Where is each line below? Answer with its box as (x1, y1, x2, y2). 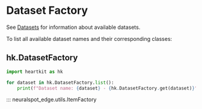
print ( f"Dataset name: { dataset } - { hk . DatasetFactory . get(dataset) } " (17, 85, 198, 91)
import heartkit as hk (6, 69, 63, 75)
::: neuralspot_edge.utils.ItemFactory (6, 96, 97, 103)
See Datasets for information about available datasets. (6, 23, 141, 31)
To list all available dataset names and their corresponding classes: (6, 35, 173, 42)
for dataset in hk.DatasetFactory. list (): (6, 79, 114, 86)
